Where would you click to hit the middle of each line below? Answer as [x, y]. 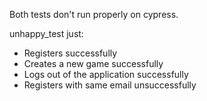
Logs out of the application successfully [106, 74]
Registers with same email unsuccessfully [110, 85]
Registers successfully [70, 53]
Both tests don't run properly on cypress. [94, 14]
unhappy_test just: [46, 33]
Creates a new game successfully [93, 63]
